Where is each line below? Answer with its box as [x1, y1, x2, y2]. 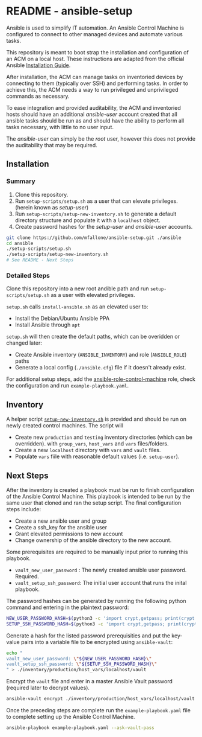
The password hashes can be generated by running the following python [6, 597, 186, 604]
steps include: [6, 505, 41, 512]
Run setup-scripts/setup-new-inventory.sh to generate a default [14, 210, 177, 217]
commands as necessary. [6, 92, 70, 100]
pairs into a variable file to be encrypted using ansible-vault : [20, 638, 173, 645]
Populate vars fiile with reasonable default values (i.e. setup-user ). [14, 453, 180, 460]
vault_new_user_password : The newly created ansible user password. [14, 566, 187, 573]
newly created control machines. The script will [6, 422, 124, 429]
